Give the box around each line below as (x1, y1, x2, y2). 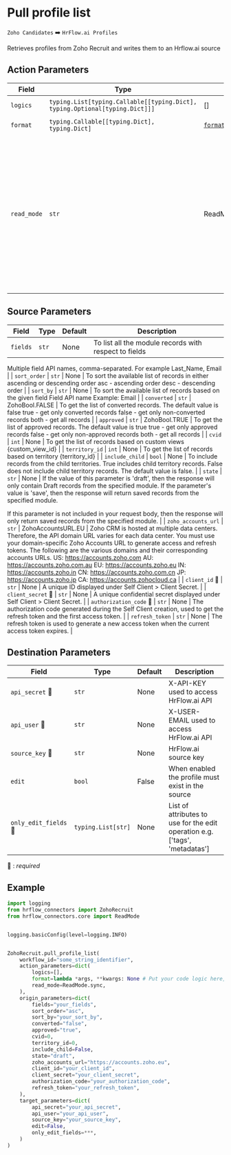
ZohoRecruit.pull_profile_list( (7, 950, 100, 956)
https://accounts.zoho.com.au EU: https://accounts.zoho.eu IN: (7, 561, 186, 569)
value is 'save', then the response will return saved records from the (7, 488, 199, 497)
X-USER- (168, 707, 201, 716)
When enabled (168, 764, 216, 774)
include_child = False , (32, 1046, 94, 1053)
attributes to (168, 810, 208, 819)
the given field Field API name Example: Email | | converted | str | (7, 393, 191, 401)
